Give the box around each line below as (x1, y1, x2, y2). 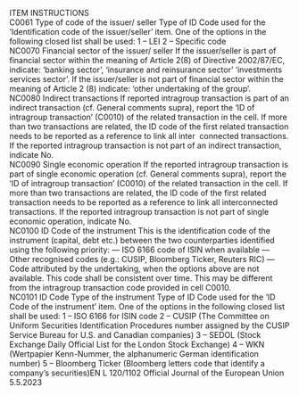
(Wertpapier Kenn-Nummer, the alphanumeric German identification (9, 349, 259, 359)
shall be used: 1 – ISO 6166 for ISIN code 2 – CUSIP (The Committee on (9, 311, 270, 321)
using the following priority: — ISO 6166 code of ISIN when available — (9, 244, 270, 255)
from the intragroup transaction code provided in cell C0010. (9, 283, 232, 292)
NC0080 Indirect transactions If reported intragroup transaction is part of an (9, 93, 290, 103)
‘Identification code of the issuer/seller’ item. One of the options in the (9, 27, 267, 37)
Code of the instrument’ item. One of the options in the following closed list (9, 301, 286, 311)
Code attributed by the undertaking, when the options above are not (9, 263, 260, 274)
